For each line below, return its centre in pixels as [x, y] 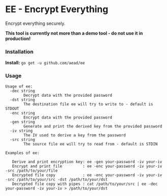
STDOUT [12, 108]
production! [18, 38]
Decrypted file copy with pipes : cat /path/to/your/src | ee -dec [85, 184]
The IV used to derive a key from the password [75, 135]
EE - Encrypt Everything [57, 9]
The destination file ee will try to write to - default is [88, 104]
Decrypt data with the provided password [68, 95]
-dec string [23, 91]
